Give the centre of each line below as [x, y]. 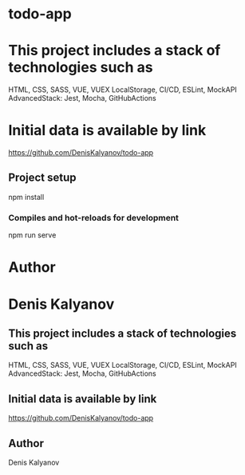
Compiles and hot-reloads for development [94, 218]
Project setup [43, 178]
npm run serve [32, 235]
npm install [26, 197]
